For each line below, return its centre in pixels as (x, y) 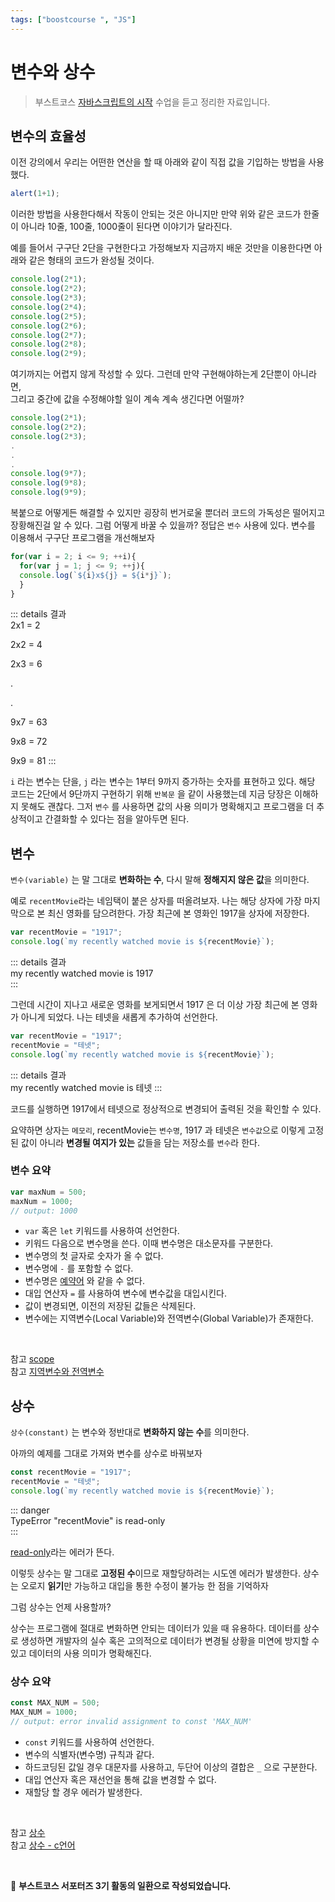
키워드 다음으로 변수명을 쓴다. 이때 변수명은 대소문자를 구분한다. (149, 1243)
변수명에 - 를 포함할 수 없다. (79, 1268)
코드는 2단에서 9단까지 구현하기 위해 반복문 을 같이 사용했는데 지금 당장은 (151, 794)
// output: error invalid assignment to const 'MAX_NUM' (131, 1721)
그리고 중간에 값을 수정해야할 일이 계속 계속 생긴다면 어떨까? (127, 399)
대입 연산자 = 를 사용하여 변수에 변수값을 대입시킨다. (125, 1293)
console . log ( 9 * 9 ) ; (48, 492)
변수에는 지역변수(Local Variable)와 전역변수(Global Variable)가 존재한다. (169, 1318)
